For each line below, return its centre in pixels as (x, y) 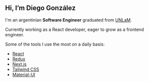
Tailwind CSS (26, 69)
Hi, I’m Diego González (40, 8)
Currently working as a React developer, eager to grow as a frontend (74, 29)
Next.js (19, 64)
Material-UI (24, 74)
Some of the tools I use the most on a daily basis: (55, 44)
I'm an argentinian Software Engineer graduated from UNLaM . (68, 20)
